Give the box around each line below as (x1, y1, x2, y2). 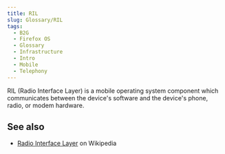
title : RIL (7, 10, 39, 17)
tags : (7, 23, 23, 30)
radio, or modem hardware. (7, 101, 85, 109)
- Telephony (13, 67, 48, 74)
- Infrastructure (13, 49, 63, 56)
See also (7, 121, 45, 133)
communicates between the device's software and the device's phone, (7, 93, 208, 102)
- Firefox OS (13, 36, 51, 43)
